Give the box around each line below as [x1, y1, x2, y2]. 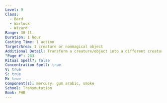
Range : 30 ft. [5, 30, 35, 35]
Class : [5, 12, 19, 17]
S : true [5, 72, 21, 77]
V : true [5, 67, 21, 72]
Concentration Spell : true [5, 62, 61, 67]
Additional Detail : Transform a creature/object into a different [5, 49, 146, 53]
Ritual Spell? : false [5, 58, 50, 63]
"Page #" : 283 [5, 53, 35, 58]
